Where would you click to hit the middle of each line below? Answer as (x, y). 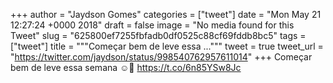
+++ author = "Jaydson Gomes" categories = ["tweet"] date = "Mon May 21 (166, 14)
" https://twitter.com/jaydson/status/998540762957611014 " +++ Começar (161, 57)
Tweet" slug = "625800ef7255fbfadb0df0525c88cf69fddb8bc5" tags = (158, 35)
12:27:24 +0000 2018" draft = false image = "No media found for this (152, 25)
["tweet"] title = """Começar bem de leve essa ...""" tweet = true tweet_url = (167, 46)
